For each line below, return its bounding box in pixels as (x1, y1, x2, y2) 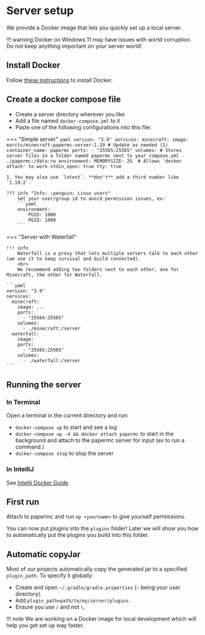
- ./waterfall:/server (22, 357, 81, 363)
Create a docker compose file (6, 94, 121, 105)
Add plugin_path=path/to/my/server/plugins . (15, 597, 130, 604)
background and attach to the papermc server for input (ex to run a (15, 436, 185, 444)
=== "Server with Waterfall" (6, 233, 76, 240)
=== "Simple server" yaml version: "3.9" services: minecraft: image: (6, 135, 188, 143)
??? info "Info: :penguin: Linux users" (6, 190, 111, 196)
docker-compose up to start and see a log (15, 424, 117, 431)
